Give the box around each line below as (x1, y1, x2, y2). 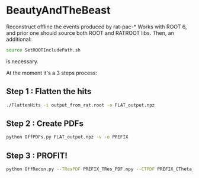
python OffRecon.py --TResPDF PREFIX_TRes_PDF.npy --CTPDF (6, 166, 155, 172)
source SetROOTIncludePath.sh (6, 47, 81, 53)
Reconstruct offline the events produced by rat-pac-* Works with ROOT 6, (6, 23, 187, 30)
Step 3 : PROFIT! (6, 150, 68, 160)
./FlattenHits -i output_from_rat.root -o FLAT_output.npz (6, 102, 155, 108)
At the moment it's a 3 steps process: (6, 69, 98, 76)
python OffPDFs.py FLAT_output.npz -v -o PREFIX (6, 134, 129, 140)
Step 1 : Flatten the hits (6, 86, 92, 96)
